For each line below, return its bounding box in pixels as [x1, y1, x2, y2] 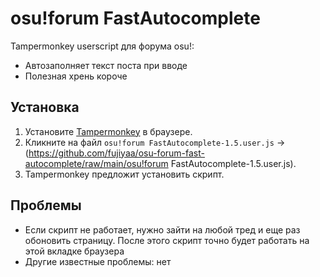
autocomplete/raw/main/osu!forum [24, 157, 169, 169]
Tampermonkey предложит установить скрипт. [24, 168, 225, 180]
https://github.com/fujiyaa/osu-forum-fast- [28, 147, 205, 159]
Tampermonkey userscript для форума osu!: [10, 40, 195, 52]
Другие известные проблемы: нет [24, 255, 172, 267]
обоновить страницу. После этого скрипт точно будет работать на [24, 234, 310, 246]
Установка [10, 99, 80, 116]
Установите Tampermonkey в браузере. [24, 125, 193, 137]
